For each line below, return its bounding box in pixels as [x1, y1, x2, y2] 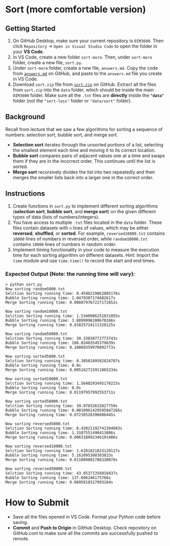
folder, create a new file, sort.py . [12, 60, 83, 65]
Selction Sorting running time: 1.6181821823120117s [5, 448, 120, 453]
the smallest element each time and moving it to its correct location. [12, 147, 156, 153]
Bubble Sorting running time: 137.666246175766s [5, 475, 111, 480]
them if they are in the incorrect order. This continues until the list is [12, 158, 156, 164]
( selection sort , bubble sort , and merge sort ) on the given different [12, 208, 156, 214]
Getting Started [5, 24, 56, 33]
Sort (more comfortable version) [5, 4, 146, 15]
